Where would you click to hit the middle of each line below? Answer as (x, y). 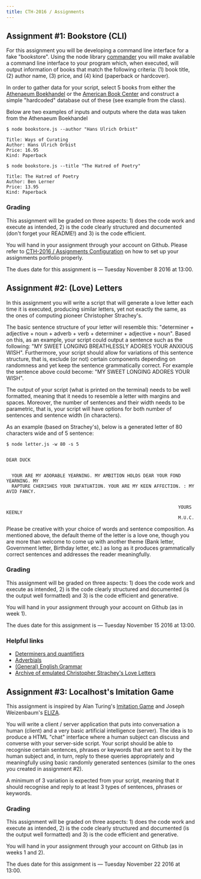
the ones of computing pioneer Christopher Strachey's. (74, 315)
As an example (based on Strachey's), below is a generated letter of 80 (94, 427)
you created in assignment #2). (45, 769)
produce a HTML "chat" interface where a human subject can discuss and (98, 737)
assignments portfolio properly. (45, 257)
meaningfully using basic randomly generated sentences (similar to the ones (101, 762)
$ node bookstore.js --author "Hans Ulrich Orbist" (72, 130)
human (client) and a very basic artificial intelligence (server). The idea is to (100, 730)
